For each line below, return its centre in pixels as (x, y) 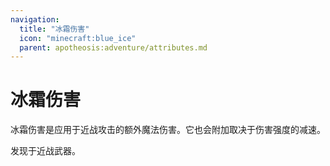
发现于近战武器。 (45, 151)
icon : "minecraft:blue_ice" (78, 38)
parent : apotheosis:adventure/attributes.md (113, 47)
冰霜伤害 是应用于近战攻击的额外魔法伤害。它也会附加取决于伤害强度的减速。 (168, 130)
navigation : (35, 19)
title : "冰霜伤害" (54, 29)
